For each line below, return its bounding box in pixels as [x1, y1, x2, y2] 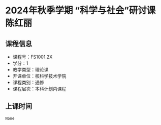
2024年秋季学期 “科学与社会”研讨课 [5, 5, 156, 16]
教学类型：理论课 [12, 67, 49, 72]
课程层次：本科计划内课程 [12, 86, 67, 92]
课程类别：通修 [12, 80, 44, 85]
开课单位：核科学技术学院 [12, 73, 67, 79]
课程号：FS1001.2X [12, 54, 53, 60]
